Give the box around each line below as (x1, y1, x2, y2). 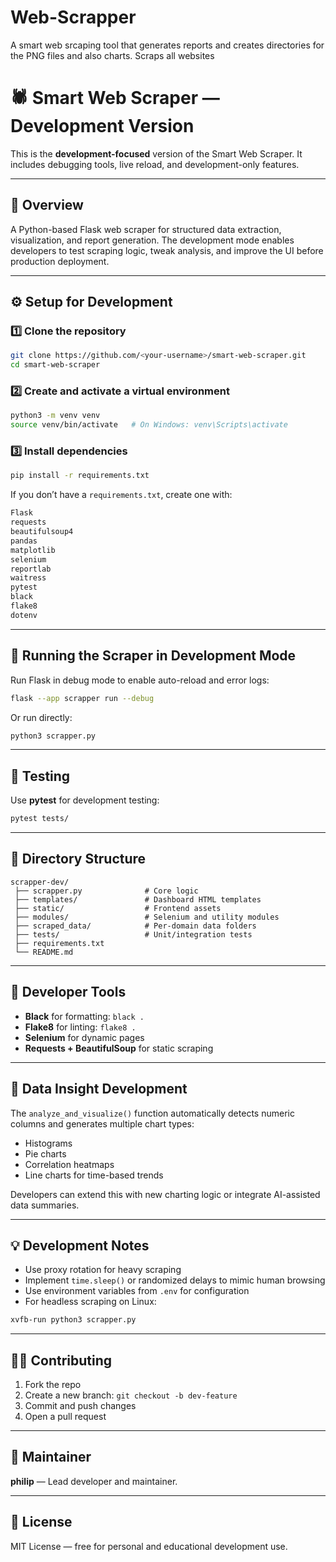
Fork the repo (24, 1379, 82, 1391)
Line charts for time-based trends (24, 1169, 164, 1181)
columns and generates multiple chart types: (10, 1117, 195, 1130)
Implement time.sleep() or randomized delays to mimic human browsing (24, 1274, 326, 1286)
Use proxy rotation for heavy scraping (24, 1264, 182, 1276)
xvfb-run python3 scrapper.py (10, 1315, 137, 1325)
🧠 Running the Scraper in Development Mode (10, 647, 297, 665)
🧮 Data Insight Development (10, 1081, 188, 1098)
